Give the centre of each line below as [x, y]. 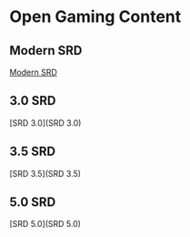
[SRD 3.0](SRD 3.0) [45, 123]
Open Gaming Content [95, 17]
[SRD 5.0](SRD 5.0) [45, 224]
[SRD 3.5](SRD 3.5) [45, 173]
